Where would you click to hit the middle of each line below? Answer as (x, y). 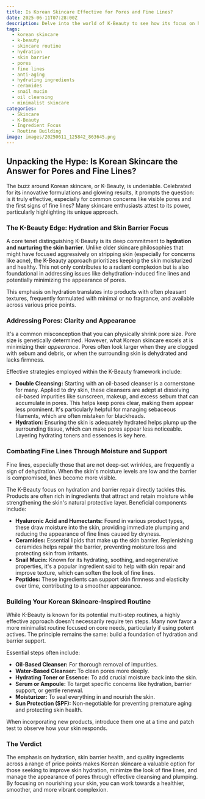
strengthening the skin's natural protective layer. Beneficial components (97, 502)
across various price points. (41, 305)
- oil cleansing (32, 97)
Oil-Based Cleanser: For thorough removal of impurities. (86, 664)
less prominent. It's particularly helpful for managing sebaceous (95, 409)
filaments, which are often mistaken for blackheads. (80, 416)
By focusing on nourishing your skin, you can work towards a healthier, (95, 783)
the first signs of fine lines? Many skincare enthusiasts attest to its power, (99, 205)
